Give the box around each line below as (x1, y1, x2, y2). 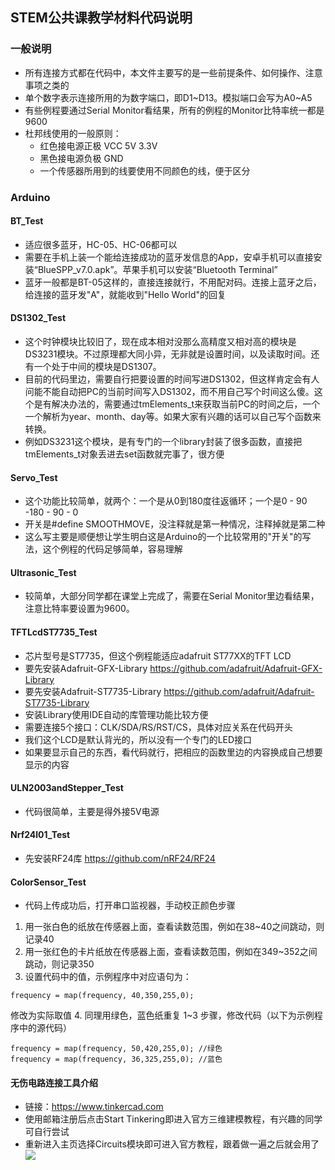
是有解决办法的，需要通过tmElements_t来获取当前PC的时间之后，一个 (33, 398, 321, 410)
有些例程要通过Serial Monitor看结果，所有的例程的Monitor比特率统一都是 (24, 104, 325, 116)
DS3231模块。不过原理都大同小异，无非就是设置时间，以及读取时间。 (24, 348, 312, 360)
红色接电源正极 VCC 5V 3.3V (39, 139, 158, 152)
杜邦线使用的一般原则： (24, 127, 122, 139)
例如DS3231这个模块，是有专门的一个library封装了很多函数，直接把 (24, 436, 303, 448)
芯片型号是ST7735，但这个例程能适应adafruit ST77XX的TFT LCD (24, 649, 292, 662)
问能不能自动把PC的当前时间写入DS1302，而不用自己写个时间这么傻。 (24, 386, 315, 398)
